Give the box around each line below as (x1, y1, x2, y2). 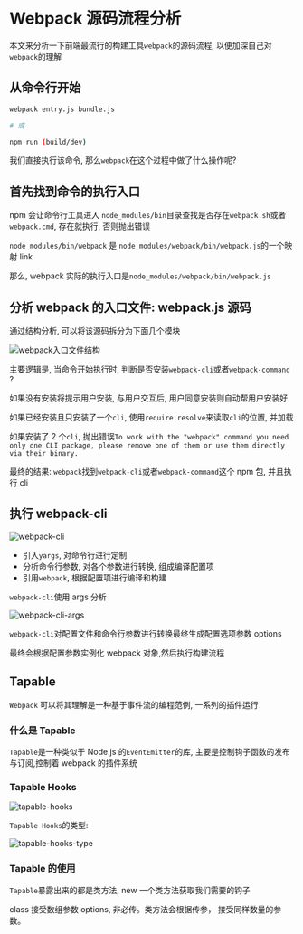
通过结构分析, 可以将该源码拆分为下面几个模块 (9, 325, 181, 335)
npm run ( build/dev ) (9, 137, 88, 146)
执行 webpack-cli (9, 506, 108, 522)
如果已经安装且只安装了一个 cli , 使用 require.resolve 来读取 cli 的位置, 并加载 (9, 412, 294, 422)
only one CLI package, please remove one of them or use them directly (9, 441, 285, 450)
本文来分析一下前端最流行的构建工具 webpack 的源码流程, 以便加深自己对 (9, 40, 273, 51)
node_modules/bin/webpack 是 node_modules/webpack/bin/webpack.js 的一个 (9, 241, 285, 251)
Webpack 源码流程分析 (9, 8, 182, 29)
